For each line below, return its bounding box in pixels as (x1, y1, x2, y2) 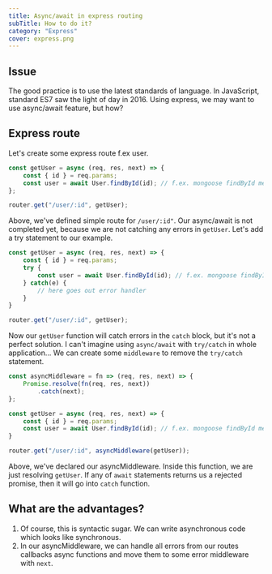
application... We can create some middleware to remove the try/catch (8, 348, 243, 358)
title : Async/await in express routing (8, 11, 143, 20)
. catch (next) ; (37, 387, 85, 396)
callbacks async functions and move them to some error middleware (19, 549, 249, 559)
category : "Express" (8, 27, 79, 35)
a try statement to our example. (8, 233, 113, 243)
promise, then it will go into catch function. (8, 479, 151, 488)
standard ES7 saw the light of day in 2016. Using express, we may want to (8, 95, 255, 105)
